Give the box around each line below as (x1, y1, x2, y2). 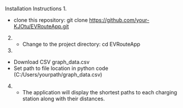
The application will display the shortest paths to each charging (22, 89, 178, 96)
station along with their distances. (22, 95, 105, 102)
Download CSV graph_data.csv (13, 59, 90, 65)
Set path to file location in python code (13, 65, 108, 72)
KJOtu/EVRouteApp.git (13, 23, 69, 30)
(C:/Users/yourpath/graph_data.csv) (13, 71, 102, 78)
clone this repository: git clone (13, 17, 88, 23)
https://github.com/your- (89, 17, 150, 23)
